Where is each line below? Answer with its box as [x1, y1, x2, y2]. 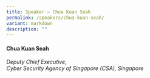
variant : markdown [6, 20, 53, 26]
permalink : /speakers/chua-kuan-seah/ [6, 15, 104, 21]
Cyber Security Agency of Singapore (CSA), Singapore [6, 65, 144, 72]
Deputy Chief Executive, [6, 58, 67, 66]
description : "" [6, 26, 47, 32]
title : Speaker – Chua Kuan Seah [6, 9, 91, 15]
